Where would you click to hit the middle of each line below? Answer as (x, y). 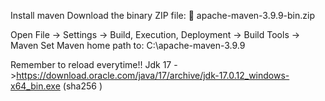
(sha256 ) (82, 86)
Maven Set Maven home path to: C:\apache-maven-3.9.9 (128, 45)
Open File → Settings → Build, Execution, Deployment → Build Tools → (155, 34)
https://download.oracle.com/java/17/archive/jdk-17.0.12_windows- (153, 75)
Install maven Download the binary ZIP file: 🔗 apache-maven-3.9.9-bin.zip (162, 15)
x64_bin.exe (35, 86)
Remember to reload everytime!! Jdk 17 (91, 64)
